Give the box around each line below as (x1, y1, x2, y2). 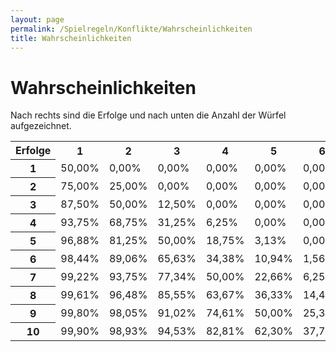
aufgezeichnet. (10, 120, 72, 132)
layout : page (10, 14, 65, 25)
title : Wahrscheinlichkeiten (10, 33, 132, 43)
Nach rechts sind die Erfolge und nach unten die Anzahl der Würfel (10, 109, 287, 121)
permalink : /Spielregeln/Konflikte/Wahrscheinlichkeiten (10, 24, 253, 34)
